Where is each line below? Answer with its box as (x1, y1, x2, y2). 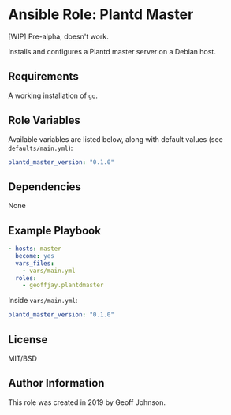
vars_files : (15, 259, 55, 267)
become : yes (15, 252, 55, 260)
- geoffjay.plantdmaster (22, 282, 104, 290)
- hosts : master (8, 245, 61, 253)
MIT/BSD (8, 353, 38, 363)
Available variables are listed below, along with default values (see (8, 134, 223, 144)
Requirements (8, 69, 79, 84)
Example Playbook (8, 223, 101, 237)
